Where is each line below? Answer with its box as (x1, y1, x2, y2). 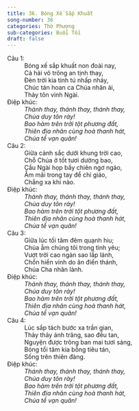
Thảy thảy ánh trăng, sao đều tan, (24, 331, 120, 339)
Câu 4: (7, 316, 26, 325)
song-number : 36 (7, 16, 53, 23)
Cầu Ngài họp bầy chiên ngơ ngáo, (24, 164, 123, 172)
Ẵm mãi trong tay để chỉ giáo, (24, 171, 108, 179)
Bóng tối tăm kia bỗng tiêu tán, (24, 345, 111, 353)
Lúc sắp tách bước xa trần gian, (24, 323, 114, 332)
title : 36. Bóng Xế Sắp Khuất (7, 10, 94, 17)
